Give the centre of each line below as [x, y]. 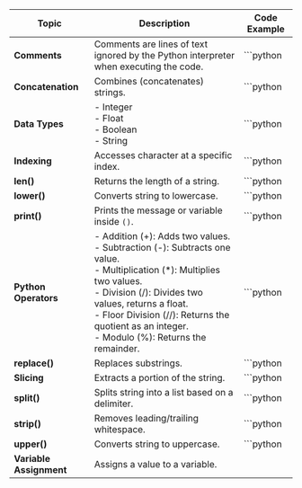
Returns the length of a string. [157, 181]
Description [164, 23]
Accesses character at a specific [163, 155]
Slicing [29, 378]
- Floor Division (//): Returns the [162, 315]
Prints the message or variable [158, 210]
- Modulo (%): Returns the [150, 337]
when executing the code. [149, 67]
